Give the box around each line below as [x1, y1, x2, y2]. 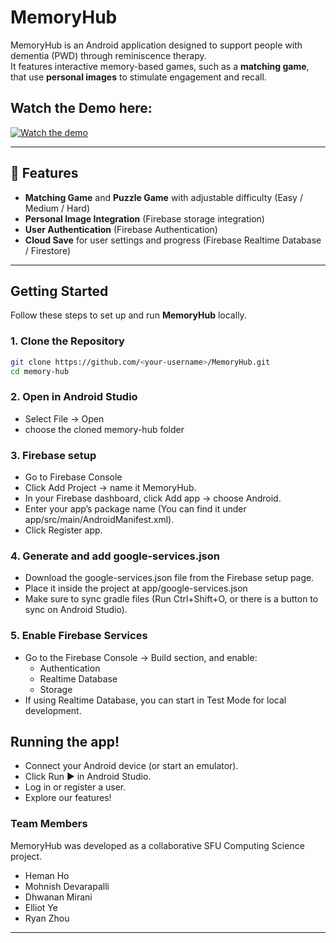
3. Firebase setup [10, 448, 97, 462]
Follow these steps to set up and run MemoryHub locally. [10, 309, 247, 321]
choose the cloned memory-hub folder [24, 423, 185, 435]
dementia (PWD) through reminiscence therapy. [10, 49, 207, 61]
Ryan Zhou [24, 912, 70, 924]
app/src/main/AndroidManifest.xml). [24, 514, 175, 526]
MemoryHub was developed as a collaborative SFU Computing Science [10, 839, 305, 851]
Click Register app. [24, 524, 103, 536]
